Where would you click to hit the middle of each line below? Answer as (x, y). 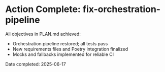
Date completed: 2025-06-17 (36, 64)
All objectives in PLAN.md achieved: (43, 34)
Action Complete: (43, 9)
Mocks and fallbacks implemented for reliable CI (63, 54)
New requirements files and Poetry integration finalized (70, 49)
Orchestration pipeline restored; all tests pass (60, 43)
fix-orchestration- (122, 9)
